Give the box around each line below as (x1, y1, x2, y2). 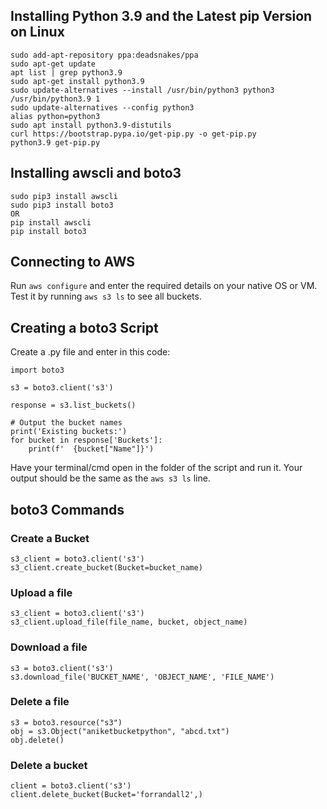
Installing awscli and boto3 (10, 165, 182, 182)
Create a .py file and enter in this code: (10, 346, 171, 358)
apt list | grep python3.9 (10, 67, 123, 78)
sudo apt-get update (10, 59, 97, 69)
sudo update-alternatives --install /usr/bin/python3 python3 (10, 85, 275, 95)
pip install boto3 (10, 226, 87, 236)
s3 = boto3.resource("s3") (10, 717, 123, 728)
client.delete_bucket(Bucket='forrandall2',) (10, 790, 203, 800)
